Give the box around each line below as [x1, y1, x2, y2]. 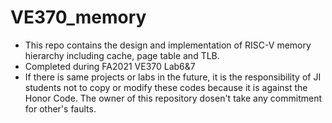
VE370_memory [10, 6, 147, 29]
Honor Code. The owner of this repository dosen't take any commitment [24, 92, 323, 104]
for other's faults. [24, 102, 97, 115]
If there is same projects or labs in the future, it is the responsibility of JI [24, 71, 322, 83]
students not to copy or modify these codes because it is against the [24, 81, 308, 93]
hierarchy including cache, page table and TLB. [24, 49, 220, 61]
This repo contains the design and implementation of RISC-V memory [24, 39, 312, 51]
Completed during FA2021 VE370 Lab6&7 [24, 60, 196, 72]
